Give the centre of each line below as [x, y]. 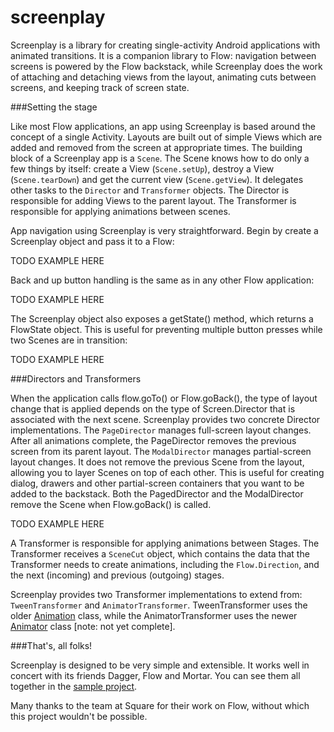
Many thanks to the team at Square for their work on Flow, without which [160, 705]
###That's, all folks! [51, 645]
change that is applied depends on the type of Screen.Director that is [153, 408]
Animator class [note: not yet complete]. [93, 626]
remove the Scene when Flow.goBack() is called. [111, 504]
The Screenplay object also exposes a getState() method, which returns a [162, 318]
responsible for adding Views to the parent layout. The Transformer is [153, 200]
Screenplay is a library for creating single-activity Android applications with [165, 45]
